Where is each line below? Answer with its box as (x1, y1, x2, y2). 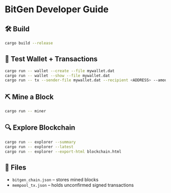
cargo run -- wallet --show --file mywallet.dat (5, 73, 110, 78)
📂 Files (5, 163, 27, 172)
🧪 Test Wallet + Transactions (5, 55, 98, 63)
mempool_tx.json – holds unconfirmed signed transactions (12, 182, 134, 188)
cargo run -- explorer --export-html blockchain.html (5, 149, 122, 154)
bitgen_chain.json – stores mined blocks (12, 177, 99, 183)
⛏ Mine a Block (5, 92, 54, 101)
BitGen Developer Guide (5, 4, 109, 15)
